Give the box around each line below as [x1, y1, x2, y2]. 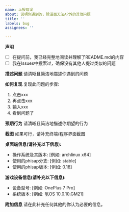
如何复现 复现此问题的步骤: [5, 81, 59, 87]
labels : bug [5, 21, 29, 26]
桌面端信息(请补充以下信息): [5, 141, 62, 147]
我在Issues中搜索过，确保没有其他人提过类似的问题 [12, 60, 116, 66]
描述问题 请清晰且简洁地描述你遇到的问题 [5, 71, 88, 77]
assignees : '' [5, 26, 34, 30]
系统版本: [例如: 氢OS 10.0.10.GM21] [12, 191, 84, 197]
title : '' [5, 16, 26, 21]
